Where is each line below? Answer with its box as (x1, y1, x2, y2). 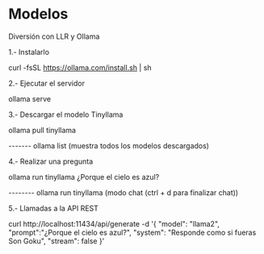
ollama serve (8, 94, 51, 103)
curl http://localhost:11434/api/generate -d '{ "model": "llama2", (8, 219, 220, 228)
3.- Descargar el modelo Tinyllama (8, 110, 124, 119)
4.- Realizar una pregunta (8, 156, 94, 166)
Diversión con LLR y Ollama (8, 31, 100, 41)
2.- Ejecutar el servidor (8, 78, 85, 88)
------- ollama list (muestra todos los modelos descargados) (8, 140, 210, 150)
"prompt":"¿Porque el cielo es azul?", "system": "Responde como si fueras (8, 227, 257, 237)
